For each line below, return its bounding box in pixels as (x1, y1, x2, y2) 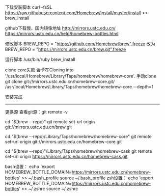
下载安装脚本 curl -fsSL (5, 4, 53, 10)
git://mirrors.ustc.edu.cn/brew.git (5, 124, 72, 130)
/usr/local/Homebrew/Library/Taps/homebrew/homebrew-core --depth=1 (5, 84, 154, 89)
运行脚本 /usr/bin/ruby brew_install (5, 56, 75, 62)
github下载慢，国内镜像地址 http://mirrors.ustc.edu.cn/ (5, 25, 116, 31)
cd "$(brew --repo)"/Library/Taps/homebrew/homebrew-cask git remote (5, 148, 152, 154)
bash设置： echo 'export (5, 164, 55, 169)
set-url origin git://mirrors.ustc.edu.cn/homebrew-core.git (5, 139, 122, 144)
